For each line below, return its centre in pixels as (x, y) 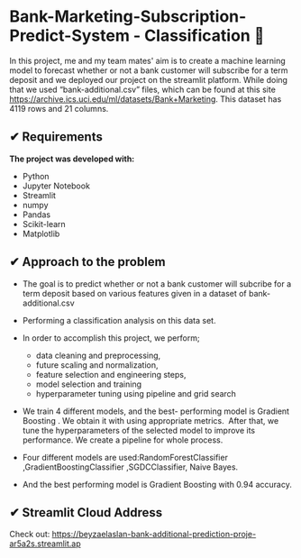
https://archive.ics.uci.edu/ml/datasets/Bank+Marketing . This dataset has (146, 99)
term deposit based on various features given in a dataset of (135, 293)
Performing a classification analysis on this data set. (119, 320)
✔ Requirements (56, 137)
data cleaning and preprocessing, (98, 355)
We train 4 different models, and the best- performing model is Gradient (156, 411)
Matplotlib (41, 233)
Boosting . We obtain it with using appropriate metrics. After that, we (150, 420)
